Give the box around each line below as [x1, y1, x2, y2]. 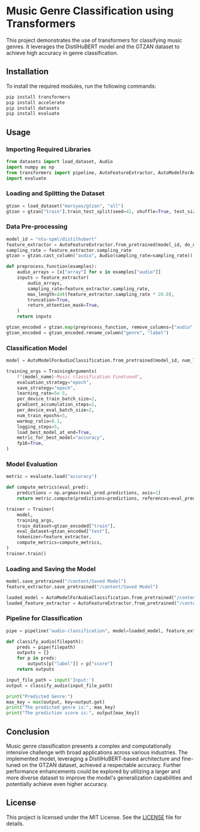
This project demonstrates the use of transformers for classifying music [6, 36, 183, 44]
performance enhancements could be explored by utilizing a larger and [6, 768, 180, 775]
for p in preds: [17, 655, 58, 661]
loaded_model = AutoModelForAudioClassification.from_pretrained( [6, 594, 174, 600]
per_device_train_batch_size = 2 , [17, 396, 97, 402]
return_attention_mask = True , [27, 303, 100, 309]
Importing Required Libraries [6, 145, 91, 153]
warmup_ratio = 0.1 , [17, 418, 62, 424]
